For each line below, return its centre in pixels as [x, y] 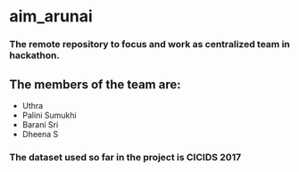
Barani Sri [40, 124]
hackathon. [35, 55]
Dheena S [40, 134]
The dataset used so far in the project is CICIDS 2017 [125, 157]
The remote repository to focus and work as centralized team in [149, 45]
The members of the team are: [95, 84]
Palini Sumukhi [50, 115]
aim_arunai [51, 16]
